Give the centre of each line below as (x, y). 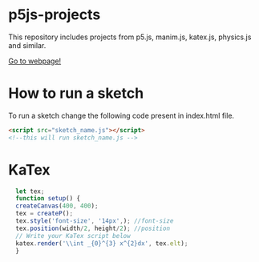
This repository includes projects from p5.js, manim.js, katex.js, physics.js (130, 37)
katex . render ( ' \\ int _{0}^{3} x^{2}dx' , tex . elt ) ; (102, 243)
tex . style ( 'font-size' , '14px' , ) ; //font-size (95, 221)
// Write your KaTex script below (73, 236)
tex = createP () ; (45, 214)
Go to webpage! (35, 61)
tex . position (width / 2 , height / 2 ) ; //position (93, 228)
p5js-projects (55, 15)
